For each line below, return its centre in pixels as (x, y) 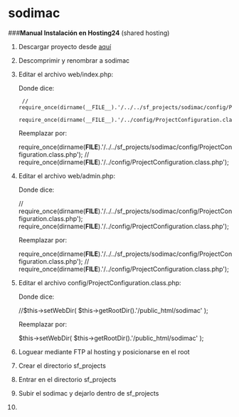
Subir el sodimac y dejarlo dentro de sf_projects (89, 393)
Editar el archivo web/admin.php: (67, 175)
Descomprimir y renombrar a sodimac (74, 60)
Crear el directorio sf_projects (62, 366)
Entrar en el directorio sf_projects (67, 379)
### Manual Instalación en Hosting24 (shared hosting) (89, 33)
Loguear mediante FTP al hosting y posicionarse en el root (104, 351)
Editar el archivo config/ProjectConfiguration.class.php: (100, 282)
